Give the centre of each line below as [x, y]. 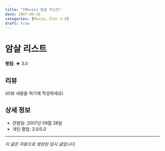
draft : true [17, 23]
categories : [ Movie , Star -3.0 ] [37, 19]
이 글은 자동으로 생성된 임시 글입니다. [41, 144]
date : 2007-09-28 [23, 14]
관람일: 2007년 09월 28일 [37, 123]
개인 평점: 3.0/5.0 [29, 129]
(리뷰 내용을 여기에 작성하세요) [34, 93]
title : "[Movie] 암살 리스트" [33, 10]
